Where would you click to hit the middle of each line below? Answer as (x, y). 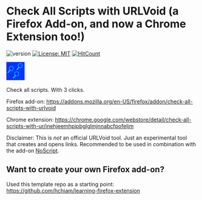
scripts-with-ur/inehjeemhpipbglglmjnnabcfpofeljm (70, 126)
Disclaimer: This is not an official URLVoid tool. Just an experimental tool (97, 138)
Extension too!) (45, 37)
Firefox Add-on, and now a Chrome (96, 24)
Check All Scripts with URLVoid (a (93, 11)
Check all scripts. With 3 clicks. (45, 89)
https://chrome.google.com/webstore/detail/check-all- (123, 120)
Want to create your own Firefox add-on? (86, 169)
